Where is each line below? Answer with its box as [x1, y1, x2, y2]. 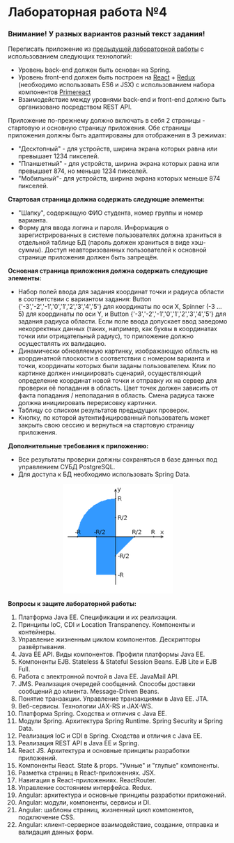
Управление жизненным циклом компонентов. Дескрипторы [17, 635, 201, 644]
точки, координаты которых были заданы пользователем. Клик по [17, 362, 217, 370]
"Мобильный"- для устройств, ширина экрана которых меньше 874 [17, 174, 221, 183]
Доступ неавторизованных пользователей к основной [45, 245, 208, 255]
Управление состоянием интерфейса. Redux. [17, 784, 153, 792]
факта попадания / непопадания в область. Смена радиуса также [17, 391, 214, 400]
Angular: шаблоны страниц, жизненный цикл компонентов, [17, 806, 194, 814]
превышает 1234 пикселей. [17, 152, 100, 160]
